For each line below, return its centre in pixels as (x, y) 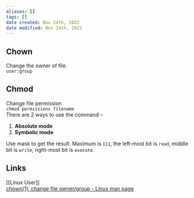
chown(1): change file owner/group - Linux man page (70, 189)
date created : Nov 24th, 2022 (43, 22)
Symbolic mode (34, 132)
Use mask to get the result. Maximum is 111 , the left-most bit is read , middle (97, 144)
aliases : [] (20, 11)
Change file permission (34, 103)
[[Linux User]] (23, 182)
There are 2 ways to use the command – (55, 114)
